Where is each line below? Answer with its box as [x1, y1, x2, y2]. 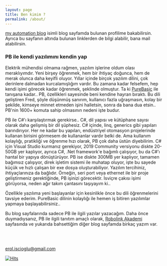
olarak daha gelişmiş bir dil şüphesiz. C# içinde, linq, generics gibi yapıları [5, 122, 157, 128]
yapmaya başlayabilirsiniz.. [5, 201, 61, 207]
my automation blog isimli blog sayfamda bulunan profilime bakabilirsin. [5, 30, 152, 36]
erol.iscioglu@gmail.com [5, 246, 56, 252]
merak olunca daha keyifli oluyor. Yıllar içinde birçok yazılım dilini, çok [5, 75, 149, 81]
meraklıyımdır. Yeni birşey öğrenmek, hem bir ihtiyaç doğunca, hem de [5, 70, 150, 76]
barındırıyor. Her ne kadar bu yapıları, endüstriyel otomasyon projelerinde [5, 127, 156, 133]
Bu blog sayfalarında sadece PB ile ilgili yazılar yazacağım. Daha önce [5, 210, 149, 216]
